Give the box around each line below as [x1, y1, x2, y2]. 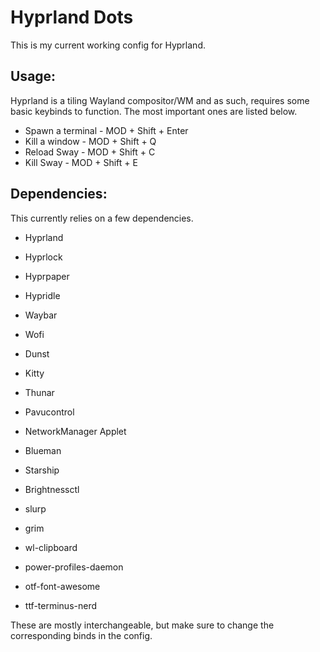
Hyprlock [24, 251, 63, 263]
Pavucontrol [24, 406, 75, 418]
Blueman [24, 444, 62, 456]
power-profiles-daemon [24, 561, 124, 573]
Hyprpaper [24, 270, 70, 282]
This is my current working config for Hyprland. [10, 39, 206, 51]
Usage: [10, 68, 57, 85]
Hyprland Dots [10, 6, 134, 29]
